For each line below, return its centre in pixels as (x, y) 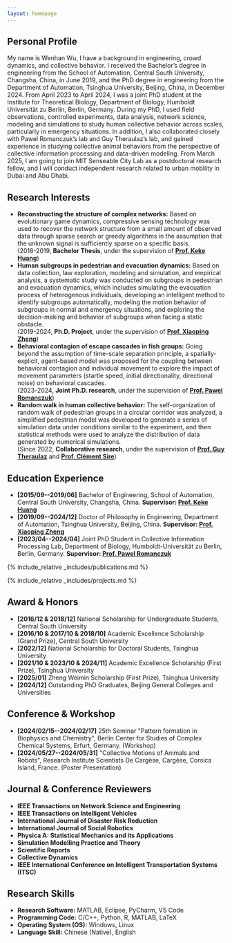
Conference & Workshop (61, 714)
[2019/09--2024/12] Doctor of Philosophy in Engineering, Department (118, 517)
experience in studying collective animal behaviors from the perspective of (114, 147)
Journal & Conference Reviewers (79, 789)
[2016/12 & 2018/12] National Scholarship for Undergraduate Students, (118, 619)
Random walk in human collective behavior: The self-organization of (116, 405)
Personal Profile (42, 42)
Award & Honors (43, 602)
